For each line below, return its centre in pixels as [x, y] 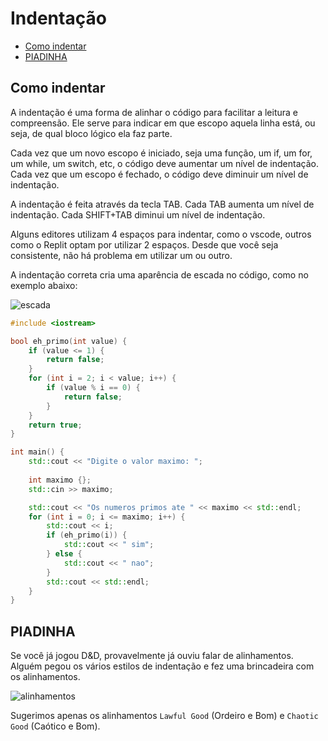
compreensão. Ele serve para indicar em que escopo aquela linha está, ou [163, 123]
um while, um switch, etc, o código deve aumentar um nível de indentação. [164, 163]
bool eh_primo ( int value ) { [69, 341]
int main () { [37, 452]
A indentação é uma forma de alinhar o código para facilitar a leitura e [154, 112]
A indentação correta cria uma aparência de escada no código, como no [159, 274]
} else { [64, 554]
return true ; [55, 425]
